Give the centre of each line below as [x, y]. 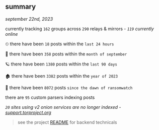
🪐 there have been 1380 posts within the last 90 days [61, 64]
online [12, 34]
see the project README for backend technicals [67, 122]
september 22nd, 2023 [29, 19]
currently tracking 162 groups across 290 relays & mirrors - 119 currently [80, 29]
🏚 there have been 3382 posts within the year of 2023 [62, 76]
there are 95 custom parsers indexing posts [50, 97]
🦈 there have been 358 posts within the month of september [66, 54]
